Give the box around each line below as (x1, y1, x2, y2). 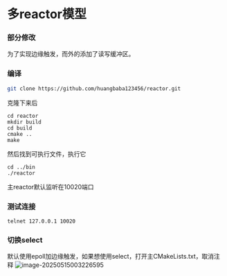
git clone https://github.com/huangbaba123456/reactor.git (7, 85, 181, 92)
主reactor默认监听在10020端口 (7, 182, 95, 191)
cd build (7, 124, 33, 132)
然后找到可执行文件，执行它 (7, 150, 87, 158)
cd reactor (7, 112, 39, 119)
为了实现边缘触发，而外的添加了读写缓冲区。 (7, 50, 135, 58)
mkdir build (7, 119, 42, 126)
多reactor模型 (7, 6, 87, 22)
